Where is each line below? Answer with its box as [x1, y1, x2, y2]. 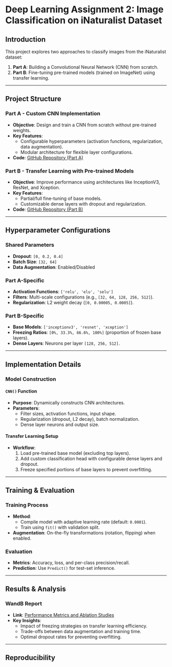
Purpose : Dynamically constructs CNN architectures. [12, 399, 125, 405]
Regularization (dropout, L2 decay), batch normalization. [20, 416, 140, 422]
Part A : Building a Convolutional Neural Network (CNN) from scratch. [12, 64, 159, 70]
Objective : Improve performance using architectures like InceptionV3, [12, 179, 160, 185]
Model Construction [5, 375, 56, 382]
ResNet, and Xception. [12, 184, 60, 191]
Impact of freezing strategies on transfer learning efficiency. [20, 623, 147, 629]
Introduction [5, 35, 46, 44]
